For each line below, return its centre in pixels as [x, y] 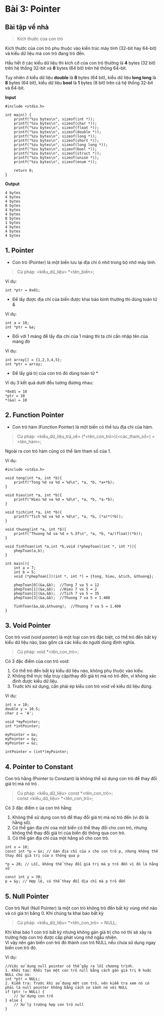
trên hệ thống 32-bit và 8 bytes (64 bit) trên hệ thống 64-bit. [66, 68]
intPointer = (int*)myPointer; [37, 752]
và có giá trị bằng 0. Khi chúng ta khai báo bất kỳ [54, 913]
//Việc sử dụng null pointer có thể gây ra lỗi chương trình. [70, 966]
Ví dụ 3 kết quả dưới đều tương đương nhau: [49, 383]
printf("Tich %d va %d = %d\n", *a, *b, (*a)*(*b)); [69, 517]
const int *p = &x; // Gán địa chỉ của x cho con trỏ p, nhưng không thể [82, 851]
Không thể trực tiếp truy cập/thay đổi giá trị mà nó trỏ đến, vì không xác [84, 676]
